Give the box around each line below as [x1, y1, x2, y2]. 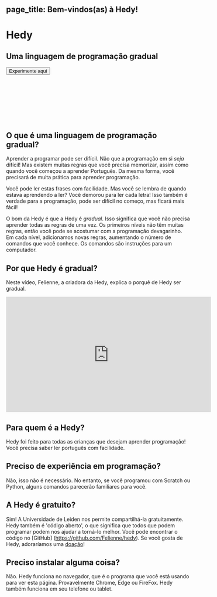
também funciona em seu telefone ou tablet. [6, 585, 113, 592]
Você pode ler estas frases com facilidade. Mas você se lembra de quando [6, 185, 187, 192]
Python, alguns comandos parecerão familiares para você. [6, 483, 147, 490]
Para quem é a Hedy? [6, 422, 85, 432]
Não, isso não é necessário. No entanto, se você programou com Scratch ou [6, 477, 191, 484]
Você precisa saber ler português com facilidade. [6, 445, 125, 452]
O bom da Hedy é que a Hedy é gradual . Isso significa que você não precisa [6, 215, 190, 222]
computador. [6, 246, 37, 254]
